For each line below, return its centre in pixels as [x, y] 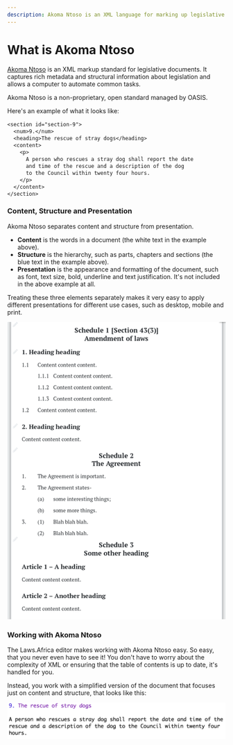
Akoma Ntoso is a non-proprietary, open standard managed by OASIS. [107, 97]
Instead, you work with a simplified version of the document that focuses [111, 686]
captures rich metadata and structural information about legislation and [109, 76]
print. [15, 312]
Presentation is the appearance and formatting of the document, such [118, 269]
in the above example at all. [56, 284]
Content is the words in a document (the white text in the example [112, 240]
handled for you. [31, 672]
